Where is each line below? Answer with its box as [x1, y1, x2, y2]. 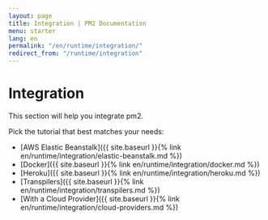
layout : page [8, 11, 53, 20]
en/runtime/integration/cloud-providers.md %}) [19, 202, 179, 212]
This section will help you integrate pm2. [8, 111, 144, 121]
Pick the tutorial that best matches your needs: [8, 126, 164, 136]
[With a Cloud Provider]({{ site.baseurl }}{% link [19, 193, 180, 203]
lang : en [8, 34, 38, 43]
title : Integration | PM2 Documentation [8, 19, 147, 27]
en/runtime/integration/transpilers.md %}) [19, 185, 160, 195]
